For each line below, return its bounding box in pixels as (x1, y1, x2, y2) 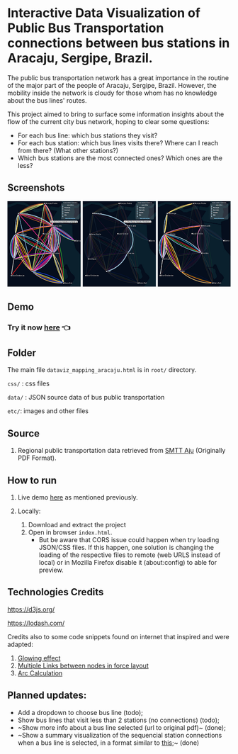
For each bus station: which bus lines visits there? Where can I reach (17, 138, 219, 147)
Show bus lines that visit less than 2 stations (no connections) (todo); (17, 716, 220, 724)
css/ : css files (7, 379, 50, 388)
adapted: (7, 640, 34, 648)
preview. (38, 565, 64, 575)
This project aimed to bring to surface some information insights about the (7, 110, 225, 118)
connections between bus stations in (7, 35, 230, 51)
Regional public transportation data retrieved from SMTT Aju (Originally (17, 446, 226, 455)
